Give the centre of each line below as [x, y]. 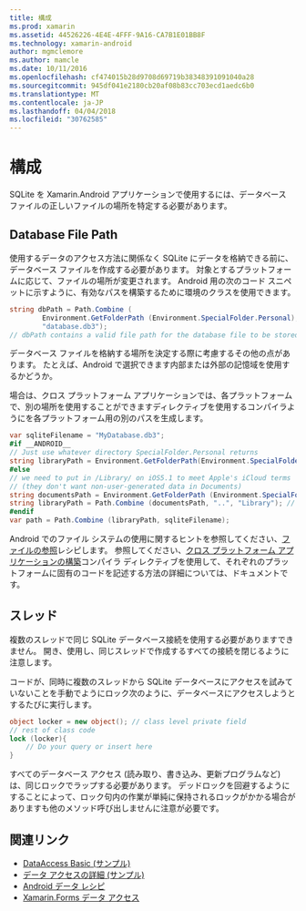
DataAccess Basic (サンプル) [76, 863]
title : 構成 [31, 18]
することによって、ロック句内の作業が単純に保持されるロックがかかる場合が [153, 797]
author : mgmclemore [46, 52]
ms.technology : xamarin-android [71, 43]
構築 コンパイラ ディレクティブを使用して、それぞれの [165, 562]
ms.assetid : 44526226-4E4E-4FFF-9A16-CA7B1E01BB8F [107, 35]
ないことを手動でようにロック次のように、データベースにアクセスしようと [156, 692]
